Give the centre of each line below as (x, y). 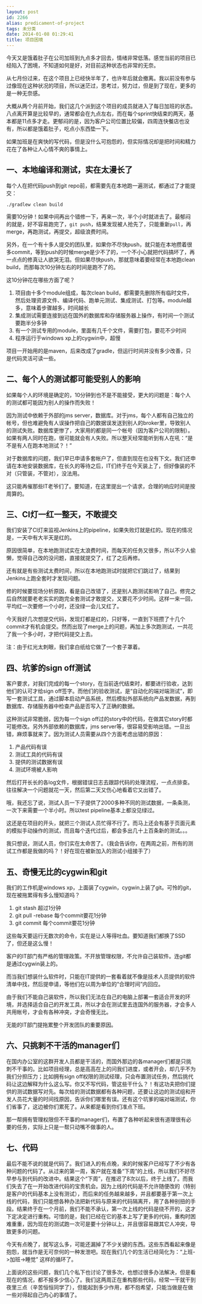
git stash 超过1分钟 (38, 908)
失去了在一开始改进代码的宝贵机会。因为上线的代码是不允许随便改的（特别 (103, 1186)
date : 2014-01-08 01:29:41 (40, 34)
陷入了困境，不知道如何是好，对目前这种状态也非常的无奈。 (85, 65)
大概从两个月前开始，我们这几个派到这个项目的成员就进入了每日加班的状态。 (101, 106)
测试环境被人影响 (36, 769)
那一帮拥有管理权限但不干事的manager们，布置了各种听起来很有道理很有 (96, 1119)
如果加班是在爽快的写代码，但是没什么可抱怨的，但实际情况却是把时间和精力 (101, 142)
